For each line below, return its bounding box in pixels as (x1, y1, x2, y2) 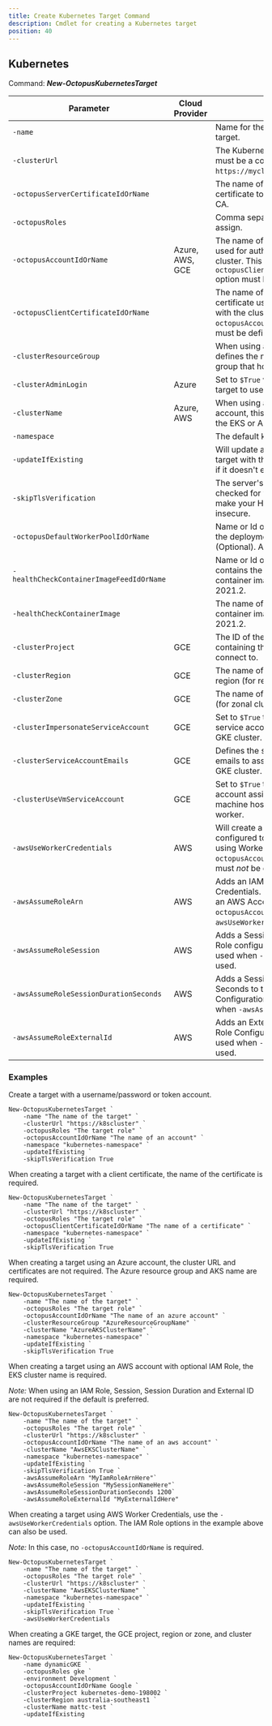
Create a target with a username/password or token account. (8, 1090, 212, 1100)
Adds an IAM (215, 876, 265, 887)
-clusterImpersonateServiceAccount (12, 723, 150, 732)
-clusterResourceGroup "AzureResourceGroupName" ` (23, 1319, 198, 1327)
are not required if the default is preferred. (8, 1394, 150, 1404)
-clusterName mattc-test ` (23, 1703, 114, 1711)
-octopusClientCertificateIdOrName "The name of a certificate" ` (23, 1222, 252, 1230)
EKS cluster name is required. (8, 1370, 107, 1380)
